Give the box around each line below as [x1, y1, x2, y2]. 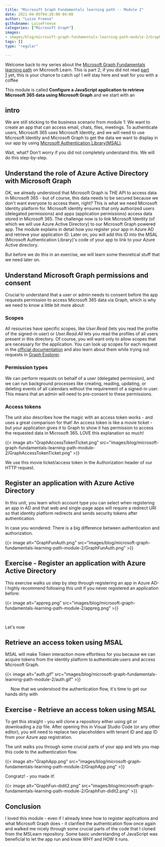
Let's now [5, 624, 26, 630]
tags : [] [5, 39, 23, 44]
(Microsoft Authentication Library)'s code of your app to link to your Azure [5, 237, 155, 243]
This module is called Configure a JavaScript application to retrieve [5, 87, 144, 92]
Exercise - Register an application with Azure [5, 559, 146, 568]
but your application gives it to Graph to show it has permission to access [5, 425, 154, 431]
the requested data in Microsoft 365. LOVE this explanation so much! [5, 430, 144, 436]
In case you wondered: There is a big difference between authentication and [5, 525, 160, 531]
